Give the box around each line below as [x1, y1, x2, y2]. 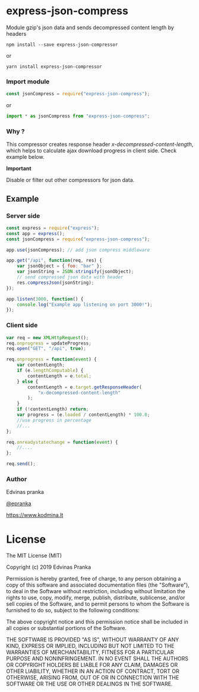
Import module [6, 77, 50, 86]
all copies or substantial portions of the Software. [6, 625, 127, 632]
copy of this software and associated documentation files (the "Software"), [6, 581, 190, 588]
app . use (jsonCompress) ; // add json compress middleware [6, 247, 150, 253]
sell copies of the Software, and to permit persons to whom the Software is [6, 600, 190, 608]
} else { [17, 378, 39, 384]
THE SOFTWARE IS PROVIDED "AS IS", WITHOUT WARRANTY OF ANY [6, 636, 179, 643]
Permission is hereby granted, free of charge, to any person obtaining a [6, 575, 181, 583]
